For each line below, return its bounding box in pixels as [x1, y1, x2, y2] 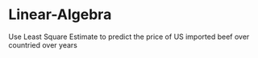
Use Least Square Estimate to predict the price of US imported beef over [8, 32, 250, 41]
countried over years [8, 40, 78, 49]
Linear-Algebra [8, 6, 112, 24]
